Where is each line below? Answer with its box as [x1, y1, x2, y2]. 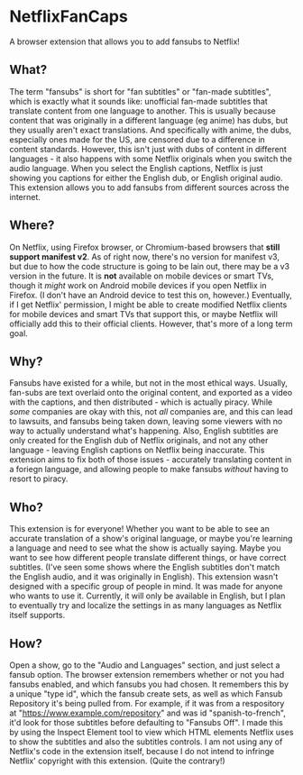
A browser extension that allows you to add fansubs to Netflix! [9, 36, 241, 47]
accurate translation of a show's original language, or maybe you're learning [9, 533, 293, 544]
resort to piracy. [9, 473, 69, 484]
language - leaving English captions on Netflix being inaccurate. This [9, 444, 265, 456]
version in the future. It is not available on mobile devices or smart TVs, [9, 270, 274, 281]
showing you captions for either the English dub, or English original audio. [9, 172, 283, 183]
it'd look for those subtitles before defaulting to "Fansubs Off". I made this [9, 717, 284, 727]
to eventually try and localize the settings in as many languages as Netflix [9, 600, 282, 611]
